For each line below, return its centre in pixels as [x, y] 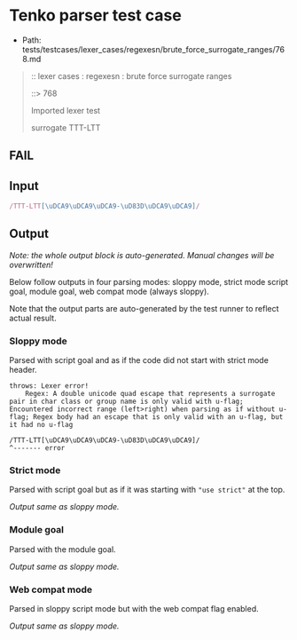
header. [23, 370]
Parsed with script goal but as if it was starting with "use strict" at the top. [147, 490]
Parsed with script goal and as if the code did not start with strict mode [139, 360]
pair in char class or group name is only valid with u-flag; [126, 402]
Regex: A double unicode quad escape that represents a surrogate [150, 394]
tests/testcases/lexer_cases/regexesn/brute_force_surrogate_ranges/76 [153, 49]
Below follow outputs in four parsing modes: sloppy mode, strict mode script [149, 281]
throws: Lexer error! [49, 386]
